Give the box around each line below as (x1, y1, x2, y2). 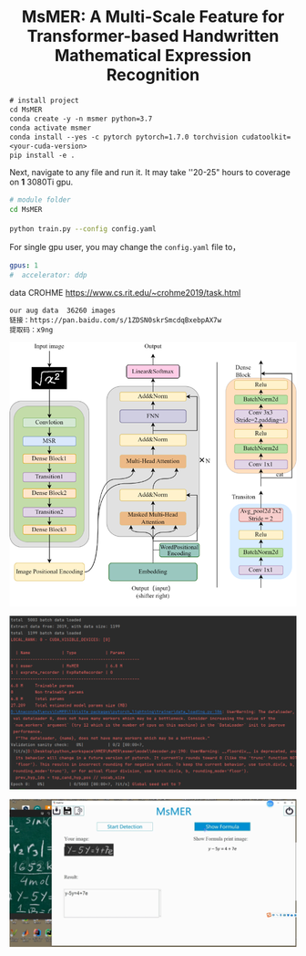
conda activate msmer (9, 123, 92, 132)
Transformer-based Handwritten (26, 26, 280, 47)
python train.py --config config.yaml (9, 224, 157, 234)
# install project (9, 96, 79, 105)
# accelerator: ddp (9, 271, 88, 280)
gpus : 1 (9, 261, 39, 270)
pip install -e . (9, 151, 76, 160)
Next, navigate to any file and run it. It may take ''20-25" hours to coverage (9, 166, 291, 177)
